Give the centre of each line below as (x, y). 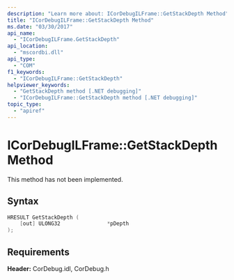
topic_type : (24, 104)
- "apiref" (29, 111)
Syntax (23, 202)
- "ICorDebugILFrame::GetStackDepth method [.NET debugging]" (106, 98)
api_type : (22, 59)
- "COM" (25, 65)
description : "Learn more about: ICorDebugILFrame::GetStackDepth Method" (118, 14)
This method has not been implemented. (65, 179)
